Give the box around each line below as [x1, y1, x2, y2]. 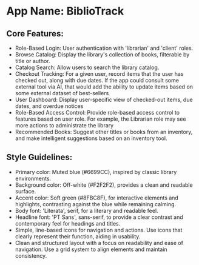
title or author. [15, 58, 50, 64]
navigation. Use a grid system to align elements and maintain [15, 246, 168, 253]
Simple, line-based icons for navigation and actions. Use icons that [15, 226, 183, 233]
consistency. [15, 252, 47, 259]
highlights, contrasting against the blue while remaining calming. [15, 200, 177, 207]
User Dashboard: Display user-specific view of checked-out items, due [15, 96, 193, 103]
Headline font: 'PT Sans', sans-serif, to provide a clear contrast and [15, 213, 183, 221]
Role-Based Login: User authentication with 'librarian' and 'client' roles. [15, 44, 194, 52]
